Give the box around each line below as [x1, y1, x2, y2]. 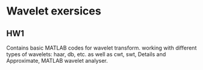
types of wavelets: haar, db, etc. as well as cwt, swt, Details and [6, 51, 166, 58]
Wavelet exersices [6, 4, 101, 18]
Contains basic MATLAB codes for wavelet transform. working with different [6, 44, 197, 51]
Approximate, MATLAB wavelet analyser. [6, 57, 108, 64]
